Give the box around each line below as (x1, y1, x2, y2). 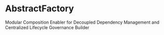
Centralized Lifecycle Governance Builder (5, 24, 90, 30)
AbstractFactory (5, 3, 74, 14)
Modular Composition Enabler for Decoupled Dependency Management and (5, 19, 160, 25)
